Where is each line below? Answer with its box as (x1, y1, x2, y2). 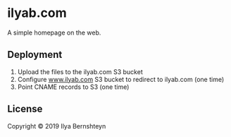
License (7, 103, 43, 115)
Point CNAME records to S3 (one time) (17, 83, 130, 91)
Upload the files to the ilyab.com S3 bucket (17, 67, 143, 76)
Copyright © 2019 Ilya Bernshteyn (7, 121, 106, 130)
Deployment (7, 49, 63, 61)
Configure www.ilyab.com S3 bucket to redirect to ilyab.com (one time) (17, 75, 225, 83)
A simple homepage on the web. (7, 28, 101, 37)
